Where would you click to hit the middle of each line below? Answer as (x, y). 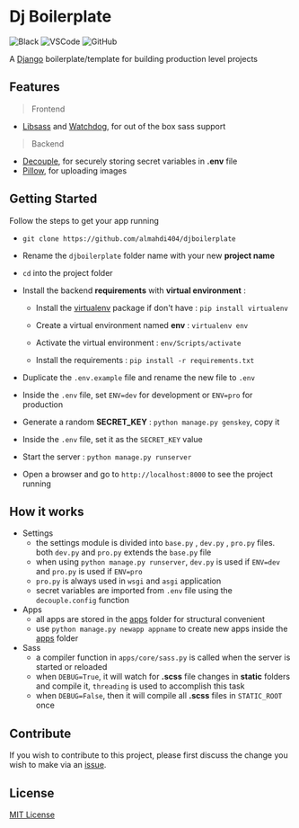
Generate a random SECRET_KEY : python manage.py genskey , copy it (151, 422)
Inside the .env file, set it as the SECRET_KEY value (113, 439)
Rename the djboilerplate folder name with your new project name (149, 255)
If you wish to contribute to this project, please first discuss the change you (149, 755)
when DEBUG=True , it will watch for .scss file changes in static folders (163, 677)
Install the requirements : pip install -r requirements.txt (145, 360)
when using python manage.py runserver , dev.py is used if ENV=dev (158, 562)
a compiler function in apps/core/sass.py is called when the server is (163, 657)
